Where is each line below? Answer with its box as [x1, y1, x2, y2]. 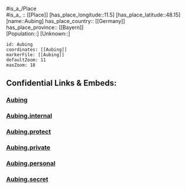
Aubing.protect [6, 128, 51, 136]
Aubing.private [6, 144, 51, 152]
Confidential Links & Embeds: [6, 78, 117, 88]
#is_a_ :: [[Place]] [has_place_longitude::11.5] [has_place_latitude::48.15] [6, 11, 181, 18]
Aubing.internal [6, 112, 53, 120]
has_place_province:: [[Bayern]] [6, 24, 84, 31]
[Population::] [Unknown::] [6, 30, 71, 37]
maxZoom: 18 [6, 62, 35, 68]
